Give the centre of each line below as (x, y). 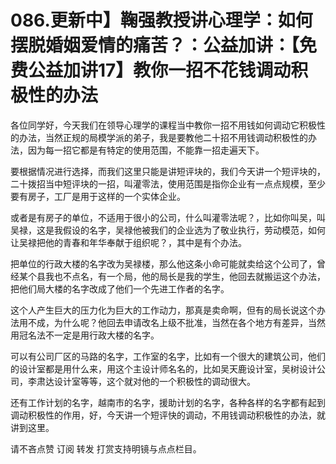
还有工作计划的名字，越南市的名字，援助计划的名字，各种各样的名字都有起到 (168, 402)
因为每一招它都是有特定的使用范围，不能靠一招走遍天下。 (146, 150)
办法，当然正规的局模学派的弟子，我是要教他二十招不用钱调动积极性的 (163, 137)
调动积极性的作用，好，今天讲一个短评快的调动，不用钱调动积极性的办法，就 (168, 415)
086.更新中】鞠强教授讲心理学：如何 (161, 20)
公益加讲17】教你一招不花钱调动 (160, 70)
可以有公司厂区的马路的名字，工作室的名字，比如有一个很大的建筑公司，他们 (168, 356)
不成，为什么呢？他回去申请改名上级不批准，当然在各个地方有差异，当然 (176, 322)
